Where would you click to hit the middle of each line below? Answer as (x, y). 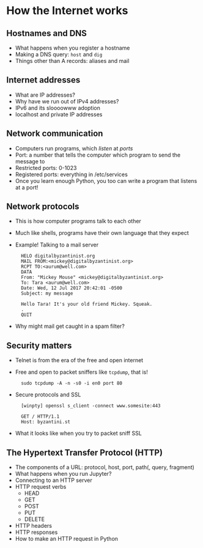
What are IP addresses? (45, 95)
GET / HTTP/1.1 (40, 417)
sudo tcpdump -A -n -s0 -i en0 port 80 (72, 383)
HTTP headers (33, 526)
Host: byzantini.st (46, 422)
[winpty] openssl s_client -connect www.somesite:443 (91, 406)
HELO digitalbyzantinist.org (58, 256)
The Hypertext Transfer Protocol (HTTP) (85, 452)
